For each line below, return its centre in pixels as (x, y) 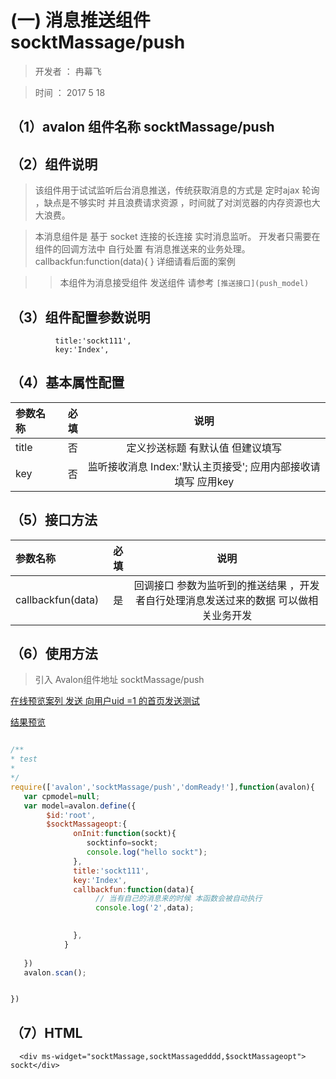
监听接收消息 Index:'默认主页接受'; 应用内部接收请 (204, 466)
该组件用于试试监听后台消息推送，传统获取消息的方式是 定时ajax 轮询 (177, 190)
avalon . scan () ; (55, 972)
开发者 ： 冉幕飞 (68, 71)
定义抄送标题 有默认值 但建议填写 (204, 448)
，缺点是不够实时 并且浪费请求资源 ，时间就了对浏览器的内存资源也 (173, 203)
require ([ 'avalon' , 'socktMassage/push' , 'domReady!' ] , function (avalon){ (162, 787)
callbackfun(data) (57, 599)
